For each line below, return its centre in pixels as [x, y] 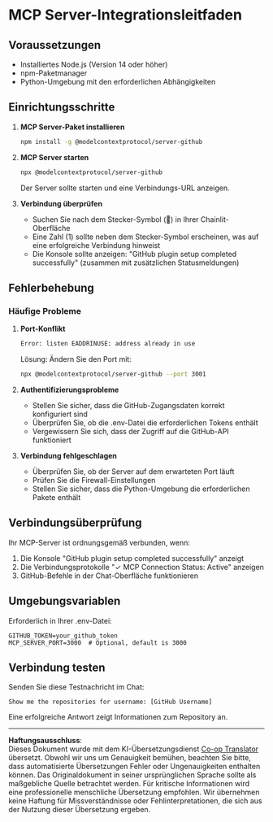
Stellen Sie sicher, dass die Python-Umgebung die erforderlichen [141, 489]
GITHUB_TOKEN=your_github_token [63, 636]
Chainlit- [214, 219]
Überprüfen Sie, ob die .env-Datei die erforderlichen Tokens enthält [145, 423]
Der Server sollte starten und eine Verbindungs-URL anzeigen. [125, 188]
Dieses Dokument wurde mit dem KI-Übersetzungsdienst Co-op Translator [133, 749]
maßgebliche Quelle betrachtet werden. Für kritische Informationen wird [129, 784]
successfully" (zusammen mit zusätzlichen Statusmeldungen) [136, 263]
